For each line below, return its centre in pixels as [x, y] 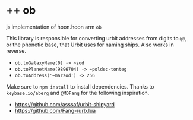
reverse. [16, 50]
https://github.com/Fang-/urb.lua [55, 110]
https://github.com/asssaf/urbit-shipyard [64, 104]
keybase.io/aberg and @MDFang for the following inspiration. [78, 93]
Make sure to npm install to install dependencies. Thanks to [80, 86]
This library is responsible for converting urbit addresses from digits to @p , [96, 38]
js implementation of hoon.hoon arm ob [54, 27]
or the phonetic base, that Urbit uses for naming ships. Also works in [90, 45]
